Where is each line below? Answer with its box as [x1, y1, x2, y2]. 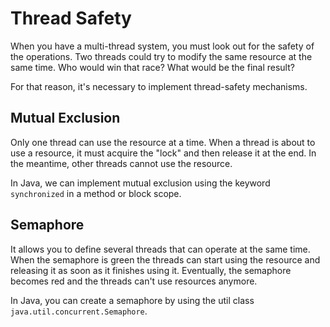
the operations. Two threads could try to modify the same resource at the [10, 50, 313, 62]
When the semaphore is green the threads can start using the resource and [10, 253, 321, 266]
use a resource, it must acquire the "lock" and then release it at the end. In [10, 147, 317, 159]
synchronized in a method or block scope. [10, 187, 182, 199]
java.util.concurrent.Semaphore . [10, 305, 148, 317]
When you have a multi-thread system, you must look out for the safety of [10, 40, 315, 52]
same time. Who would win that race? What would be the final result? [10, 61, 295, 73]
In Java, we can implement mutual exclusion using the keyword [10, 177, 271, 189]
